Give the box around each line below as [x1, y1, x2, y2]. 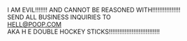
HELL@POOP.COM [7, 20, 61, 28]
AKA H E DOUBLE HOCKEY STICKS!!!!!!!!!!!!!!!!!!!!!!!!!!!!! [7, 27, 160, 36]
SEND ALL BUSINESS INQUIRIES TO [7, 13, 112, 21]
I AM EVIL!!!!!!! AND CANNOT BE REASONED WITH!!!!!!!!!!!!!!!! [7, 6, 181, 14]
